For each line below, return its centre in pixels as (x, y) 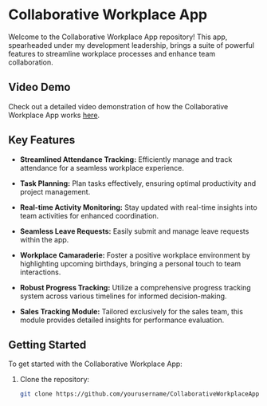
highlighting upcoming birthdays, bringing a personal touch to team (130, 263)
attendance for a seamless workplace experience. (102, 168)
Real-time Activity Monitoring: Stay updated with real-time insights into (138, 207)
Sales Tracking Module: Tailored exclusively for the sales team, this (131, 311)
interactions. (40, 272)
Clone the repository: (55, 380)
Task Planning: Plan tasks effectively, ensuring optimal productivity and (138, 183)
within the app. (44, 239)
